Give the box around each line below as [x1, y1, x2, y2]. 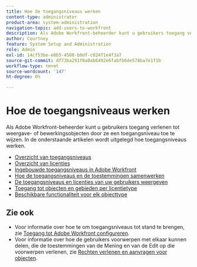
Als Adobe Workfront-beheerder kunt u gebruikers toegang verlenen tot [6, 124, 180, 131]
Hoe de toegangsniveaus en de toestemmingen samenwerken [14, 172, 165, 179]
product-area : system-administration [6, 19, 98, 25]
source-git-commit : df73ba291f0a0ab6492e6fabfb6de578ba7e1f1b [6, 57, 161, 63]
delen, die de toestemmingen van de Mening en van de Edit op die [14, 242, 175, 249]
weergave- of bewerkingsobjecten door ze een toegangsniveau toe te [6, 130, 175, 137]
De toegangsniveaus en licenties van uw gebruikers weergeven [14, 179, 168, 186]
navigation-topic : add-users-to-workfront [6, 25, 111, 31]
